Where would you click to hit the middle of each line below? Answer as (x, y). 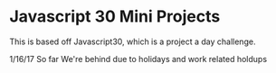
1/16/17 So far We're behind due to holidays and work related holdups (138, 59)
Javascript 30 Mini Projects (115, 17)
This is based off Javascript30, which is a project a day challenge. (133, 41)
